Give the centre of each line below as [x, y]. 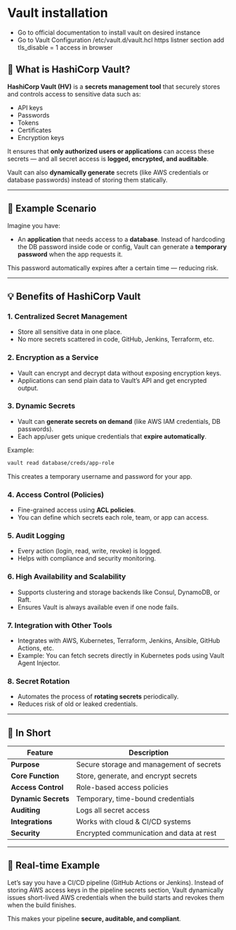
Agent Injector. [39, 662]
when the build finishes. [42, 905]
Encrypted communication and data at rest [146, 834]
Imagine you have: [34, 225]
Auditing [26, 810]
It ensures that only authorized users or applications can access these [111, 151]
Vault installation [58, 13]
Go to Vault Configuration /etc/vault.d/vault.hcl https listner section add [121, 39]
